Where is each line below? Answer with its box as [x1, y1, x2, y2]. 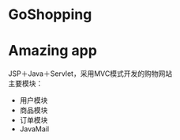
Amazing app [8, 42, 97, 60]
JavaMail [19, 124, 50, 134]
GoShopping [8, 6, 92, 24]
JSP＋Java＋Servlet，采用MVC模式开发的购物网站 [8, 69, 172, 78]
